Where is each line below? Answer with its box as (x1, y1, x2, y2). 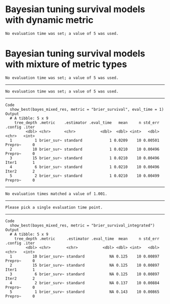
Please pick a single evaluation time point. (5, 205, 103, 210)
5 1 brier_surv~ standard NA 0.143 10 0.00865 (10, 289, 159, 294)
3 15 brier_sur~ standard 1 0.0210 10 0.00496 (10, 155, 159, 160)
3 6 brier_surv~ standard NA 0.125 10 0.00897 (10, 272, 159, 277)
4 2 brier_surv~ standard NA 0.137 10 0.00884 (10, 280, 159, 285)
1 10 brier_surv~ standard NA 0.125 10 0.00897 (10, 254, 159, 259)
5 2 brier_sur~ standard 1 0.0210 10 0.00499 (10, 173, 159, 178)
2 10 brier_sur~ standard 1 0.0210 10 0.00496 (10, 147, 159, 152)
